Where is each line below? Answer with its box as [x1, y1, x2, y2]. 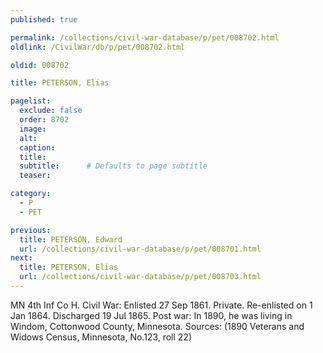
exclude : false [19, 106, 83, 116]
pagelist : [10, 96, 52, 106]
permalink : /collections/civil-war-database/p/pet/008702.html [10, 32, 280, 43]
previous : [10, 225, 52, 235]
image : [19, 124, 47, 134]
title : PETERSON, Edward [19, 234, 123, 245]
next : [10, 253, 33, 263]
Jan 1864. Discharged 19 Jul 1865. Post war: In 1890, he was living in [10, 309, 293, 321]
